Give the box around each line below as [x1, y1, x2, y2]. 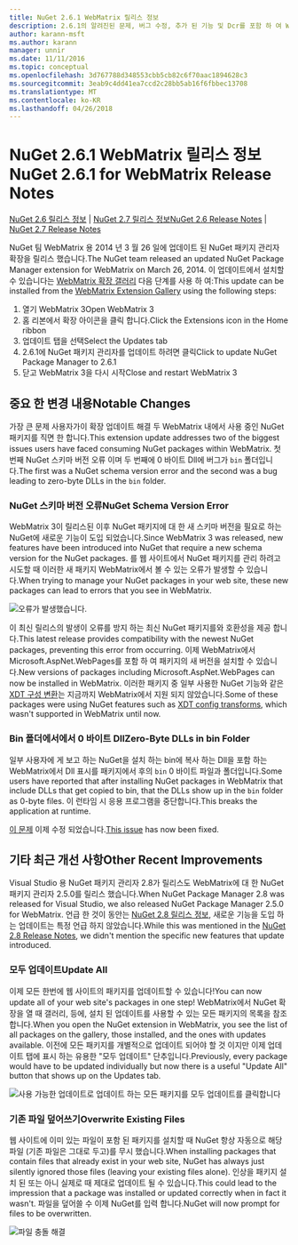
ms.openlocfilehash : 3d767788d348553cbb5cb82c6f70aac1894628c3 [9, 71, 248, 80]
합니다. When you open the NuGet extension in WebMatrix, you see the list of [9, 1019, 288, 1030]
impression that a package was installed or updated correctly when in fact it [9, 1188, 286, 1198]
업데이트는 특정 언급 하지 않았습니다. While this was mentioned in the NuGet [18, 920, 286, 931]
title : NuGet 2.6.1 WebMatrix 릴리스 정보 [9, 12, 160, 22]
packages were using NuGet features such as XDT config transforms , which [9, 699, 287, 710]
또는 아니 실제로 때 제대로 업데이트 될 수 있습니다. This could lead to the [27, 1177, 278, 1188]
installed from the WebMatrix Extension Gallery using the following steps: [9, 285, 277, 296]
